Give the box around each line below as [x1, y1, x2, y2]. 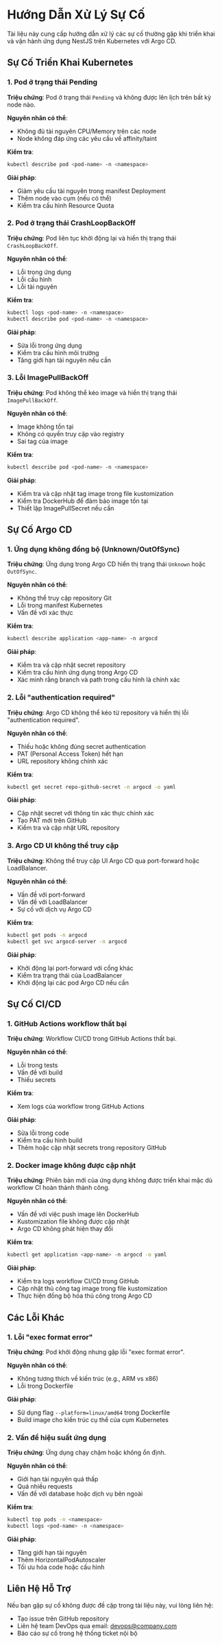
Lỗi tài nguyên [16, 282, 58, 291]
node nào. [7, 100, 36, 109]
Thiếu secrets [16, 1076, 56, 1084]
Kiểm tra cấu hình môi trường [16, 348, 99, 357]
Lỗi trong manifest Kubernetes [16, 601, 103, 609]
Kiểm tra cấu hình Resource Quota [16, 201, 114, 210]
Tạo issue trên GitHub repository [16, 1614, 110, 1623]
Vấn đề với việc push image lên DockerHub [16, 1210, 139, 1219]
